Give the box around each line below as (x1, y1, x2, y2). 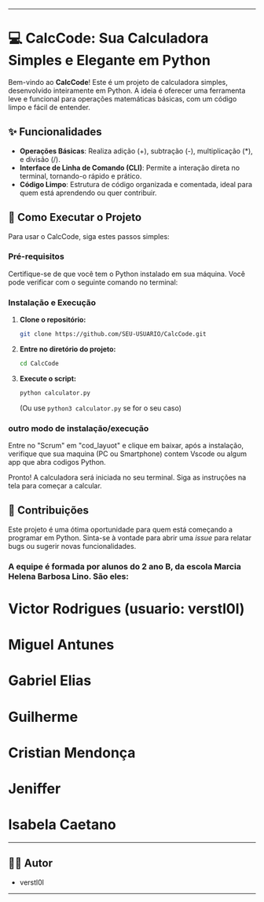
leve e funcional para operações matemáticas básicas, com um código (8, 94, 237, 103)
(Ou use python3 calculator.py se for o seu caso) (19, 403, 182, 413)
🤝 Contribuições (8, 504, 89, 517)
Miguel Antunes (8, 636, 115, 653)
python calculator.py (19, 388, 90, 397)
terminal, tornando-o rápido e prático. (19, 171, 142, 181)
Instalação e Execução (8, 296, 97, 307)
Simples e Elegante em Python (8, 52, 211, 69)
